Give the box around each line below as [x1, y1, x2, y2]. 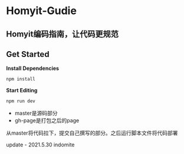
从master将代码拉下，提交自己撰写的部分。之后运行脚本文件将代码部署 [6, 129, 178, 136]
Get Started [6, 49, 50, 59]
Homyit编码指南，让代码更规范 [6, 29, 119, 39]
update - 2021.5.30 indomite [6, 141, 75, 148]
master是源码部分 [14, 110, 58, 117]
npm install [6, 76, 35, 82]
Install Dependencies [6, 65, 60, 72]
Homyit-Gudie [6, 4, 77, 18]
